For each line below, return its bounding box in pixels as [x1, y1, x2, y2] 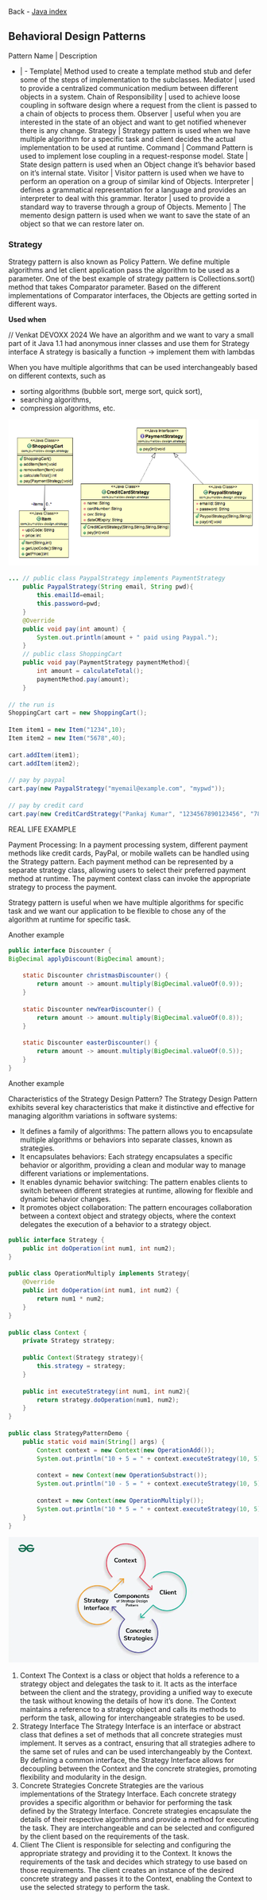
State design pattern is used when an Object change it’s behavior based [19, 159, 256, 169]
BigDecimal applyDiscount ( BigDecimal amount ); [8, 954, 165, 963]
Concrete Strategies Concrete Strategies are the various [19, 1780, 204, 1790]
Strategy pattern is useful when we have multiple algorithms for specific [8, 897, 244, 907]
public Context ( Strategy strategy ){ [22, 1354, 145, 1362]
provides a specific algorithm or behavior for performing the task [19, 1797, 233, 1807]
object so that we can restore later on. [19, 218, 145, 228]
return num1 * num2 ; [37, 1295, 105, 1303]
